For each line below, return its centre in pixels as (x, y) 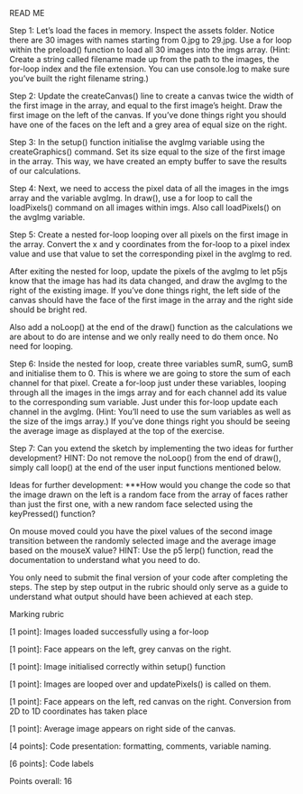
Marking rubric (37, 614)
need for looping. (41, 346)
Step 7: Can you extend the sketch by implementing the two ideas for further (151, 448)
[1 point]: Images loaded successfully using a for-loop (109, 632)
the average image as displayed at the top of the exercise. (117, 431)
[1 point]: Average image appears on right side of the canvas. (123, 729)
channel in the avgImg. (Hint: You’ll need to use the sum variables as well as (150, 411)
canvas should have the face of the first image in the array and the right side (151, 300)
